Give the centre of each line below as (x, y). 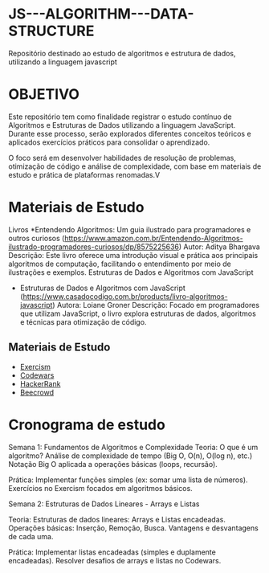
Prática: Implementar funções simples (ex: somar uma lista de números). (128, 480)
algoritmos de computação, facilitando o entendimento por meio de (120, 264)
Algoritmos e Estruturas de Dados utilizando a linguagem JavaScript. (122, 125)
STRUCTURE (51, 31)
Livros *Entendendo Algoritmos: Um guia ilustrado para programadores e (130, 229)
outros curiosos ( (37, 238)
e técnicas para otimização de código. (83, 321)
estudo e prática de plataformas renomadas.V (84, 174)
